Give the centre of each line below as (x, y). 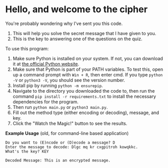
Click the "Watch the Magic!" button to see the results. (70, 123)
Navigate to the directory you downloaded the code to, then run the (83, 91)
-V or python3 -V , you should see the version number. (69, 80)
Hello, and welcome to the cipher (77, 9)
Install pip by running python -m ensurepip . (58, 86)
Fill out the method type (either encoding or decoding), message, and (86, 113)
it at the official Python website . (46, 64)
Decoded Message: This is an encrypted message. (58, 160)
